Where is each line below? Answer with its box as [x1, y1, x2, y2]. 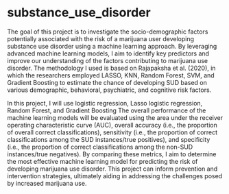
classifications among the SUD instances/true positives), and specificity [7, 135, 210, 143]
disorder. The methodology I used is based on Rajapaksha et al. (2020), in [7, 64, 216, 72]
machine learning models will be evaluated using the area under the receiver [7, 113, 224, 121]
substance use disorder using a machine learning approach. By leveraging [7, 42, 217, 50]
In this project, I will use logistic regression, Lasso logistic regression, [7, 99, 203, 107]
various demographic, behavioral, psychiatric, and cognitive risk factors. [7, 86, 212, 94]
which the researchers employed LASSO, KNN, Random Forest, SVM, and [7, 71, 215, 80]
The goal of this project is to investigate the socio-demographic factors [7, 27, 208, 36]
